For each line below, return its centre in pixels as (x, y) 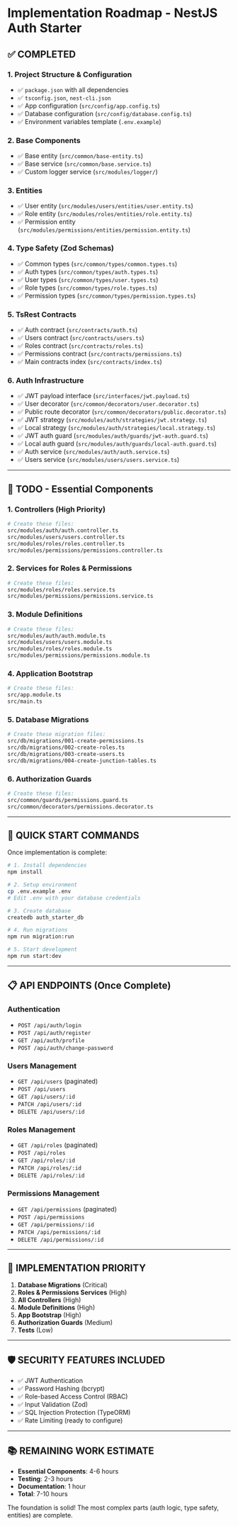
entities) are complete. (40, 1515)
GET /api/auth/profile (51, 1040)
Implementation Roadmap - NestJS (113, 13)
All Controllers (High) (49, 1300)
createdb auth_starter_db (45, 917)
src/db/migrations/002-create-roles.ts (66, 747)
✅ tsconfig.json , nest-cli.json (64, 98)
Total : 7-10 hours (43, 1493)
